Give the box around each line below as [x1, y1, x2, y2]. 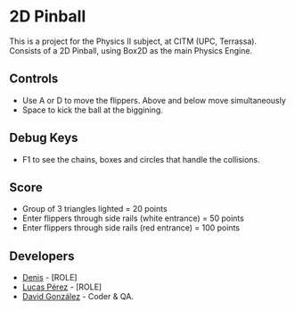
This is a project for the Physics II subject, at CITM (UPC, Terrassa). [9, 36, 257, 46]
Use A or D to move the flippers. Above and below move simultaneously [21, 95, 287, 105]
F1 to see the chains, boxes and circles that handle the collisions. [21, 154, 260, 164]
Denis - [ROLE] [21, 272, 78, 283]
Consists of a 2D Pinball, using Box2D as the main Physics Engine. [9, 45, 252, 55]
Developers [9, 248, 75, 264]
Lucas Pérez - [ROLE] [21, 281, 102, 292]
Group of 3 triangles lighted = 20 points [21, 204, 168, 214]
